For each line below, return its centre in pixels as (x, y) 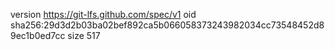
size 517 (84, 35)
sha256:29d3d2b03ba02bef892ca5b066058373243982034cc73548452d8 (167, 25)
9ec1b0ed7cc (38, 35)
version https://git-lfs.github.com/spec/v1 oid (103, 14)
